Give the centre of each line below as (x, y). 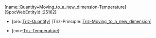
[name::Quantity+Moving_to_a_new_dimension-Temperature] (66, 7)
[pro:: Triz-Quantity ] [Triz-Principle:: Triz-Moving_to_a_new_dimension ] (81, 21)
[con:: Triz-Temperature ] (35, 31)
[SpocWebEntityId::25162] (31, 12)
